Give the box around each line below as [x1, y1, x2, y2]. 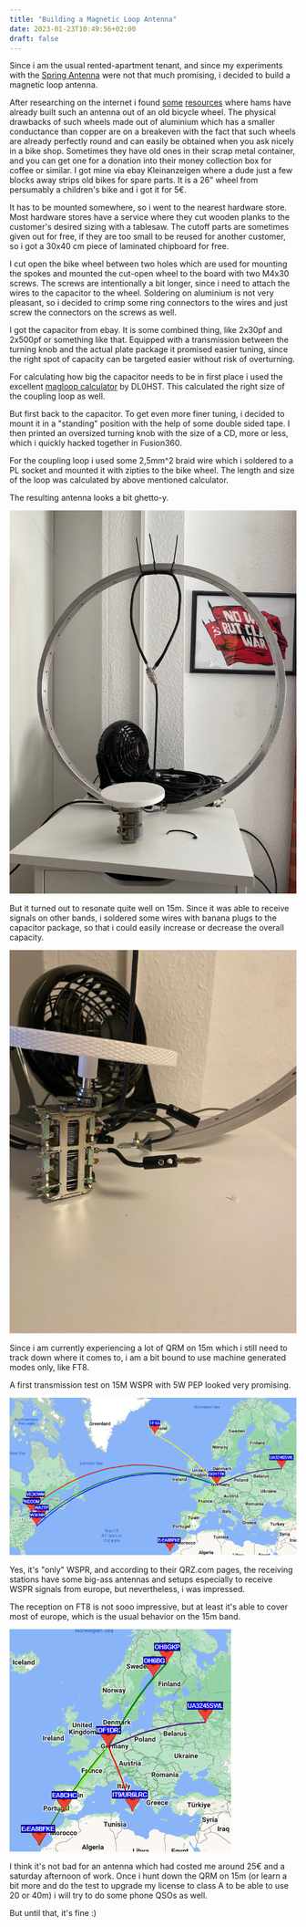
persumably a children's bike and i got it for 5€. [9, 184, 187, 195]
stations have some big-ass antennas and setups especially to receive [9, 1574, 273, 1585]
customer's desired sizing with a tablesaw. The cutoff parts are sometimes [9, 222, 290, 233]
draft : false [9, 34, 59, 43]
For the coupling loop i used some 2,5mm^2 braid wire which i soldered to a [9, 455, 294, 466]
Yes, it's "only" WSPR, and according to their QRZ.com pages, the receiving [9, 1565, 293, 1576]
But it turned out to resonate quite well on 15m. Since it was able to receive [9, 903, 290, 914]
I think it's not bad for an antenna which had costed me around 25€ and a [9, 1861, 285, 1872]
